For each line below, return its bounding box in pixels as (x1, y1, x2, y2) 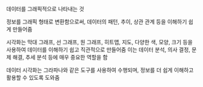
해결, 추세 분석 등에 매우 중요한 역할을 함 (12, 54, 108, 60)
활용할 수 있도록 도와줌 (6, 74, 60, 81)
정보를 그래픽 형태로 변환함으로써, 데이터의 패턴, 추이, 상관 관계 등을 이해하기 (6, 18, 187, 25)
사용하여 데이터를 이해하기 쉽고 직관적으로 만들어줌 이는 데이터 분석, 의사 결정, (6, 46, 191, 53)
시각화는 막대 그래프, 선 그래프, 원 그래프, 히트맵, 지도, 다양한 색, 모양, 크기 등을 (6, 39, 193, 45)
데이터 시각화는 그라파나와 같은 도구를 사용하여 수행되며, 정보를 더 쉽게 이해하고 (6, 66, 194, 74)
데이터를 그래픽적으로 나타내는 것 (6, 5, 85, 12)
